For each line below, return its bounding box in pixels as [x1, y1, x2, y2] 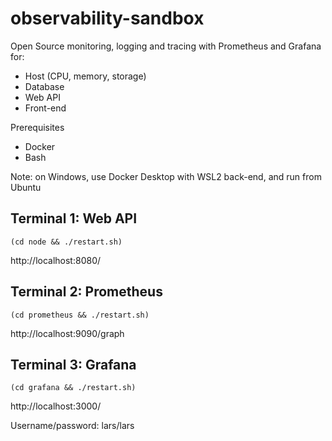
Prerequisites [10, 121, 65, 133]
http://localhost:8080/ [10, 254, 102, 266]
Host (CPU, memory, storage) [24, 70, 147, 82]
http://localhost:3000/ [10, 400, 102, 412]
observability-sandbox [10, 7, 205, 30]
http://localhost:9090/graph [10, 327, 125, 339]
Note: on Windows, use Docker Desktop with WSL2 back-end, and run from [10, 170, 322, 182]
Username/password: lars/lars [10, 420, 135, 432]
